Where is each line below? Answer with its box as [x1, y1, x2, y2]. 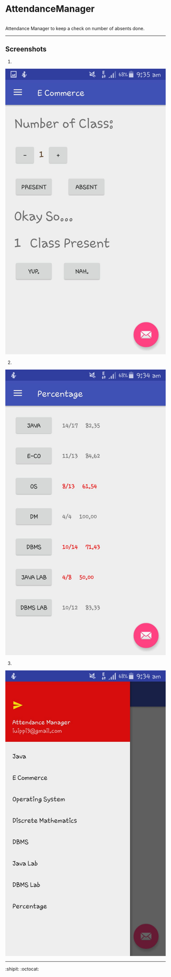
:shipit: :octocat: [5, 966, 39, 972]
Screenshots [5, 45, 47, 54]
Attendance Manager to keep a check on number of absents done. [5, 25, 145, 31]
